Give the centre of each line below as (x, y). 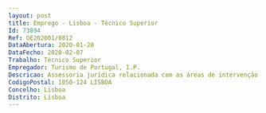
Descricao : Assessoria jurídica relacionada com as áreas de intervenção (133, 75)
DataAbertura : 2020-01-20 (51, 45)
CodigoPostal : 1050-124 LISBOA (60, 82)
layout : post (30, 16)
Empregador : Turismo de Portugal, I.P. (74, 68)
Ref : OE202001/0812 (41, 38)
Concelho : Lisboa (37, 90)
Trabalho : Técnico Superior (55, 60)
